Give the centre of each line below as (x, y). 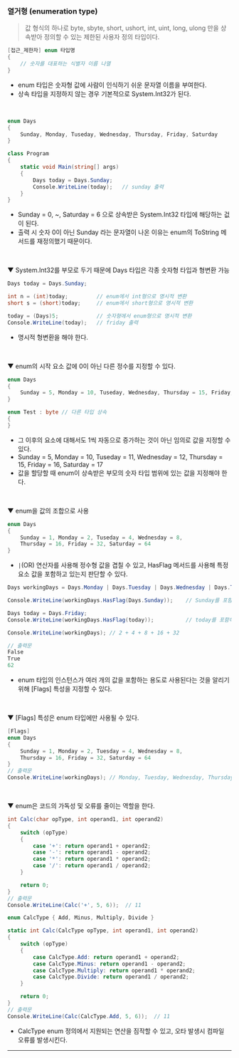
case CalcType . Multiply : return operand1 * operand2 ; (114, 970)
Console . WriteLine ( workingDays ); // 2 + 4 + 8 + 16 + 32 (94, 633)
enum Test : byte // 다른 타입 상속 (57, 412)
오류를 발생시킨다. (42, 1039)
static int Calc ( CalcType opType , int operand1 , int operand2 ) (103, 931)
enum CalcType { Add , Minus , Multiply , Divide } (81, 918)
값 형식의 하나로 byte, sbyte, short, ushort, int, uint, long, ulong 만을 (122, 28)
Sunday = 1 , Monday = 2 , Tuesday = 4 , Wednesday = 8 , (101, 751)
